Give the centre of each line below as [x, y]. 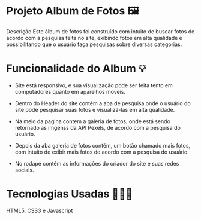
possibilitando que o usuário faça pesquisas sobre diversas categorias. [94, 44]
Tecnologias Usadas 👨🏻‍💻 [70, 194]
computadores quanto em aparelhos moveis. [70, 91]
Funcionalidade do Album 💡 [76, 68]
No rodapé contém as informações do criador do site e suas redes [97, 163]
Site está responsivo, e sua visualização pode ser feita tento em [94, 85]
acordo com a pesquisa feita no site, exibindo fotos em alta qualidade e [94, 38]
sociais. [24, 170]
